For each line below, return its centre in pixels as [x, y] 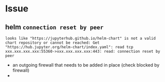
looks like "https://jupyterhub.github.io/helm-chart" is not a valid [80, 38]
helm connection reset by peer [54, 27]
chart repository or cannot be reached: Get [52, 43]
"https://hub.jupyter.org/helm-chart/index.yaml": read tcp [69, 47]
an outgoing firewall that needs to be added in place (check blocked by [86, 65]
